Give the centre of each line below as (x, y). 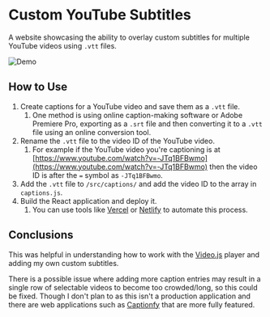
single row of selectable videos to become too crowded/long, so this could (133, 287)
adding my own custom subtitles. (64, 263)
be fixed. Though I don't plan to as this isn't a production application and (130, 296)
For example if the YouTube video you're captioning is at (126, 149)
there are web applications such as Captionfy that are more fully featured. (132, 304)
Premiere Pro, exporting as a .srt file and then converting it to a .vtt (147, 124)
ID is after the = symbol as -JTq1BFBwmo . (98, 175)
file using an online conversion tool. (92, 132)
